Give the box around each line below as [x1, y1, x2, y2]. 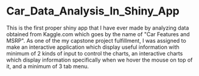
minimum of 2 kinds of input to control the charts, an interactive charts [6, 49, 183, 57]
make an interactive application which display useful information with [6, 43, 180, 51]
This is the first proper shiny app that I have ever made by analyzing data [6, 24, 189, 31]
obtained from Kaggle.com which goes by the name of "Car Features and [6, 30, 190, 37]
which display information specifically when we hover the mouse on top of [6, 56, 193, 63]
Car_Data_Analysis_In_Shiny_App [6, 4, 180, 18]
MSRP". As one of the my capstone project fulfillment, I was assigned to [6, 37, 187, 44]
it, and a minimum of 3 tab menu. [6, 62, 89, 70]
